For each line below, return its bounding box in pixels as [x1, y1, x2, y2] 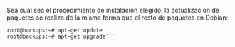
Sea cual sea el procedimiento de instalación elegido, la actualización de [6, 6, 220, 14]
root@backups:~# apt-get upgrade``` [6, 33, 115, 40]
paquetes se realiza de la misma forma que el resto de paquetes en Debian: [6, 13, 229, 22]
